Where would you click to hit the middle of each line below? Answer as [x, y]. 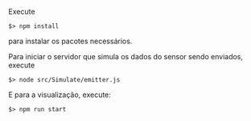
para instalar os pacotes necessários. [70, 41]
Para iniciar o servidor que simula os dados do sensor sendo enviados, [126, 56]
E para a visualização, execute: [60, 95]
